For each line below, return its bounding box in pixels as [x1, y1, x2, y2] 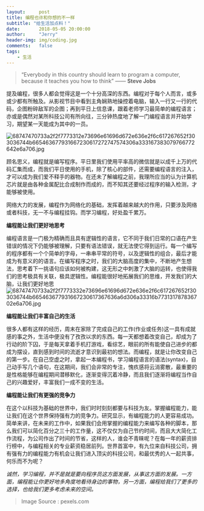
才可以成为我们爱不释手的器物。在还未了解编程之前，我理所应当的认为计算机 [6, 173, 197, 180]
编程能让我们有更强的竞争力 [6, 391, 76, 399]
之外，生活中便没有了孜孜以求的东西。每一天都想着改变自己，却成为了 [22, 332, 197, 340]
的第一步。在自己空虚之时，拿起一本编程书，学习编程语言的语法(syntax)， [6, 355, 191, 363]
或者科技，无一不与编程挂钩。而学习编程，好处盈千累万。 [6, 208, 150, 216]
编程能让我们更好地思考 [6, 221, 65, 228]
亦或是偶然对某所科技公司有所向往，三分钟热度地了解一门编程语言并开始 [6, 112, 186, 120]
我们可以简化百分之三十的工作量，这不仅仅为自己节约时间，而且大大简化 [11, 427, 192, 434]
